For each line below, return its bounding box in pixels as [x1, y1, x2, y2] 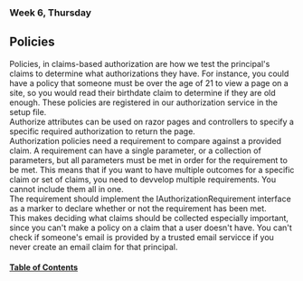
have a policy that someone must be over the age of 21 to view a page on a [9, 77, 289, 88]
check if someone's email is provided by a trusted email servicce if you [9, 231, 274, 242]
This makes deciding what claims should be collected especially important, [9, 212, 289, 223]
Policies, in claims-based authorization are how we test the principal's [9, 58, 270, 69]
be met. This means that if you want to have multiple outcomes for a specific [9, 164, 295, 175]
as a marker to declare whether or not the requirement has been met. [9, 202, 267, 214]
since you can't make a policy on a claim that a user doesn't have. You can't [9, 222, 292, 233]
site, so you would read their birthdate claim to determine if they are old [9, 87, 276, 98]
